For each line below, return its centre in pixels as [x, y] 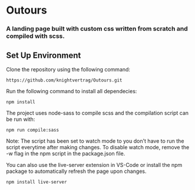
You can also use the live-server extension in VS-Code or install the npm [94, 165]
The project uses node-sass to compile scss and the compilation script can [97, 113]
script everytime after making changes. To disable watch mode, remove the [98, 147]
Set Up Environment [44, 55]
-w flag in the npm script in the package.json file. [66, 153]
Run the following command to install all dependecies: [72, 91]
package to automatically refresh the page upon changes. [76, 171]
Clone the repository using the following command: [68, 69]
